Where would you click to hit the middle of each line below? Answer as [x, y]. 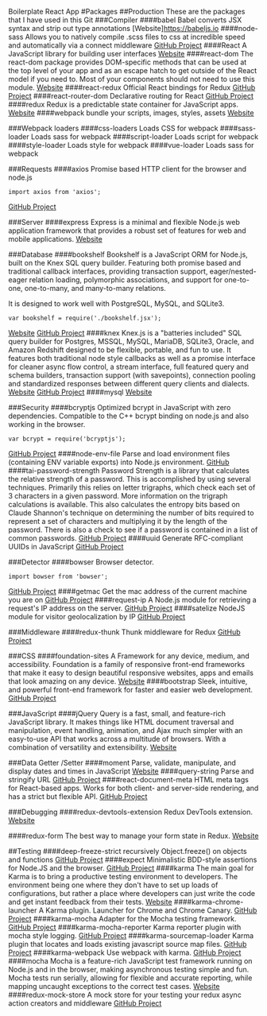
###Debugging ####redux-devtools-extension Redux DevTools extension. [130, 812]
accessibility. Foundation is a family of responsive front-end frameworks [126, 664]
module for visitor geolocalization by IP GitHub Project [97, 617]
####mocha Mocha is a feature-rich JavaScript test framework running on [130, 961]
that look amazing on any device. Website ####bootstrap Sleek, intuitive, [128, 681]
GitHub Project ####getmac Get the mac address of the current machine [128, 591]
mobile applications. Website [56, 239]
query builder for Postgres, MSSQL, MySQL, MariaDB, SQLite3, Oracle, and [131, 341]
